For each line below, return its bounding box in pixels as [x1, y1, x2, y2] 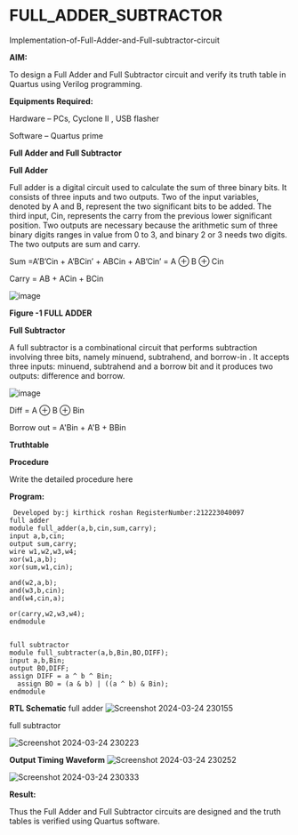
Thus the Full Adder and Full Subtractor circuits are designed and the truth [9, 806, 282, 816]
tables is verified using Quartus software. [9, 815, 160, 826]
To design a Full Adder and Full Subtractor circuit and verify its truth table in [9, 68, 286, 80]
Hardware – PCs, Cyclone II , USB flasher [9, 113, 160, 124]
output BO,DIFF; [9, 663, 69, 672]
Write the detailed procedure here [9, 473, 133, 485]
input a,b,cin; [9, 531, 66, 541]
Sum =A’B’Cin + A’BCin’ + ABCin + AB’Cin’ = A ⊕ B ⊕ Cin [9, 255, 224, 267]
